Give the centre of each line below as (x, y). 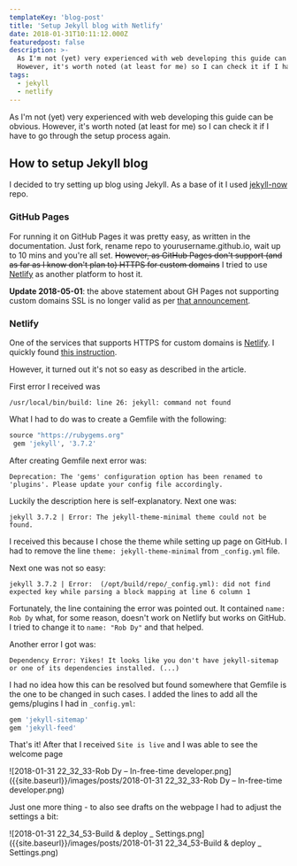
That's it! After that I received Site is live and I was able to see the (133, 745)
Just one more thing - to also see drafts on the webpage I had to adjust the (145, 808)
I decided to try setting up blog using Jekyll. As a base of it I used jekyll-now (148, 185)
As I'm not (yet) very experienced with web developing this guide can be (141, 117)
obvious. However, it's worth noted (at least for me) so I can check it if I (139, 126)
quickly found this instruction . (63, 352)
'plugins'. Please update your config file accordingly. (116, 484)
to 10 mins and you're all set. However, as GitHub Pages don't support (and (146, 255)
